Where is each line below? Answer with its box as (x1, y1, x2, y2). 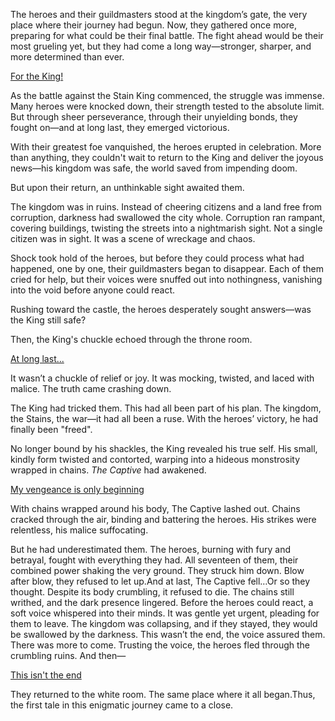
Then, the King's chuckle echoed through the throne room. (10, 334, 253, 345)
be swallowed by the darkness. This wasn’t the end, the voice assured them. (10, 629, 326, 640)
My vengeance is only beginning (10, 484, 145, 495)
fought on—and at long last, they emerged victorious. (10, 122, 230, 133)
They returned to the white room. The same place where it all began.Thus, (10, 689, 316, 700)
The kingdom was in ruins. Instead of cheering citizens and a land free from (10, 201, 323, 213)
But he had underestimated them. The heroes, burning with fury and (10, 544, 292, 555)
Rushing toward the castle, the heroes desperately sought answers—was (10, 304, 312, 315)
